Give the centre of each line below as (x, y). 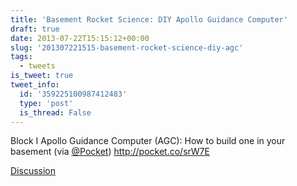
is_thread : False (55, 112)
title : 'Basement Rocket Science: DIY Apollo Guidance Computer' (149, 19)
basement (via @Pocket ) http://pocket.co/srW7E (110, 152)
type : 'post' (46, 103)
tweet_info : (35, 85)
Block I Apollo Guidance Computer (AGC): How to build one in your (148, 141)
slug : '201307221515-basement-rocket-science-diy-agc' (127, 47)
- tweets (37, 66)
